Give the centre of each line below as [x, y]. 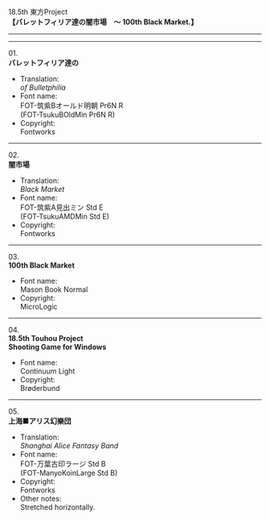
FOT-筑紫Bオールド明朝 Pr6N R [72, 106]
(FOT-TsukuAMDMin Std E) [65, 216]
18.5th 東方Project [38, 12]
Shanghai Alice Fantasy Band [69, 445]
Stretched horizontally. [57, 507]
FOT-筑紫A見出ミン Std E [61, 207]
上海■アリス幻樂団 [40, 421]
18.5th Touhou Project [46, 338]
